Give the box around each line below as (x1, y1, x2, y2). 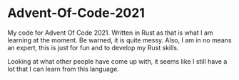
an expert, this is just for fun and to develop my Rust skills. (7, 43, 179, 52)
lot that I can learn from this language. (7, 64, 120, 73)
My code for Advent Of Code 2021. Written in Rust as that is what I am (7, 28, 213, 37)
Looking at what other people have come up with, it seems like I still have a (7, 57, 228, 65)
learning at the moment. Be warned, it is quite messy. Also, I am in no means (7, 35, 232, 44)
